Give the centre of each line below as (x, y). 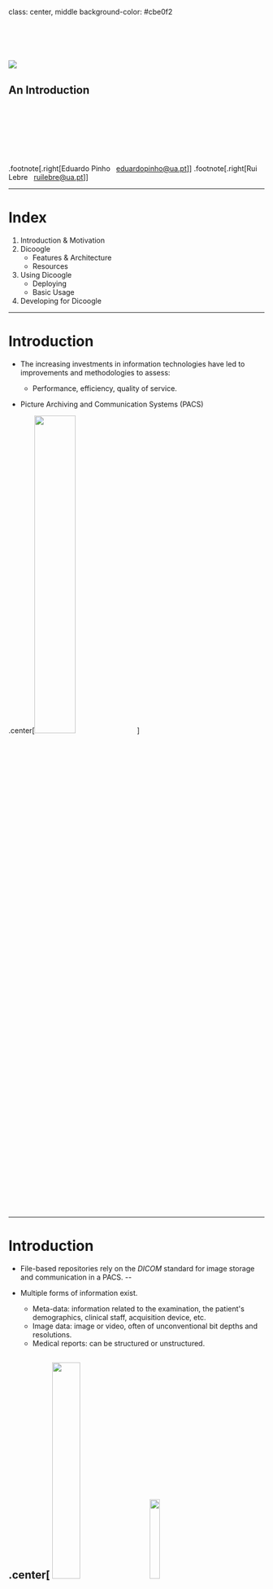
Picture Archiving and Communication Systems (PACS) (112, 404)
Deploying (50, 283)
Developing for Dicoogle (61, 301)
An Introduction (49, 90)
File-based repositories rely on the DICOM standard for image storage (137, 1268)
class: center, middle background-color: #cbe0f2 (91, 12)
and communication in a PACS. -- (76, 1277)
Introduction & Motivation (63, 240)
